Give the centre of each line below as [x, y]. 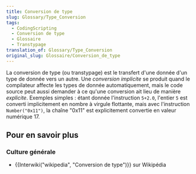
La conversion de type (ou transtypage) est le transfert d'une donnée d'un [97, 72]
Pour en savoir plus [42, 135]
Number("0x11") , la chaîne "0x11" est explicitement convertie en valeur [91, 110]
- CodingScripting [34, 28]
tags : [13, 22]
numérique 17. [23, 117]
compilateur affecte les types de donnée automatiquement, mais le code [94, 85]
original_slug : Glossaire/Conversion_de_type [63, 56]
